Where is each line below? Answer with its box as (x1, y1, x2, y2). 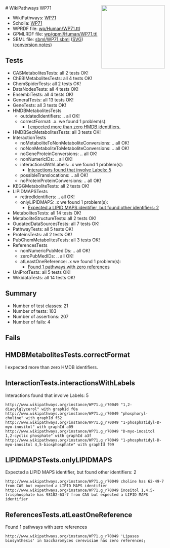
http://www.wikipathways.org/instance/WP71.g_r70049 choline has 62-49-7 (5, 479, 164, 484)
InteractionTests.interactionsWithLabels (5, 379, 136, 387)
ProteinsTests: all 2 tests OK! (12, 231, 72, 237)
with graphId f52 (25, 415, 62, 420)
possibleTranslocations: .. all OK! (20, 172, 89, 178)
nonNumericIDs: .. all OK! (20, 156, 73, 162)
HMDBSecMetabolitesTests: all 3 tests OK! (12, 129, 101, 135)
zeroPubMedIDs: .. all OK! (20, 253, 74, 259)
